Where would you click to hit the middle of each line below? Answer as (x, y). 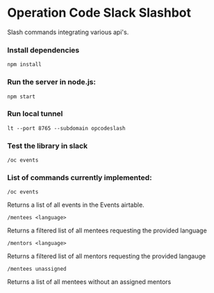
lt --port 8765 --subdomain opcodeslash (67, 128)
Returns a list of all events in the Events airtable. (76, 205)
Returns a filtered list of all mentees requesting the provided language (107, 230)
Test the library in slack (48, 145)
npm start (22, 96)
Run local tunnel (35, 114)
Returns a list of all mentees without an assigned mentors (89, 282)
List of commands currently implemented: (80, 177)
